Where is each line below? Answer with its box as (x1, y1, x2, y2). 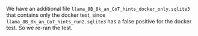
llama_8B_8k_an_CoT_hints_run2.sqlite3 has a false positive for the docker (6, 18, 192, 25)
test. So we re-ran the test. (6, 24, 73, 31)
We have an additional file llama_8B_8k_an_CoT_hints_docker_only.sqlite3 (6, 5, 191, 12)
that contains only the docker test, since (6, 11, 106, 19)
